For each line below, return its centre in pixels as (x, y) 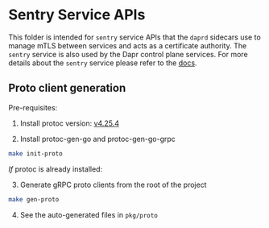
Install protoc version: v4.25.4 (69, 123)
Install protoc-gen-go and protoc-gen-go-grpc (97, 139)
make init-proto (35, 153)
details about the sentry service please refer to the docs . (103, 63)
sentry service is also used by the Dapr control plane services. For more (128, 54)
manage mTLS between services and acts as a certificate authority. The (128, 45)
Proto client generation (67, 88)
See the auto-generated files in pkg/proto (89, 214)
